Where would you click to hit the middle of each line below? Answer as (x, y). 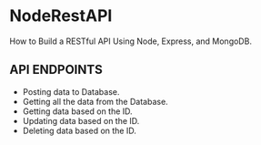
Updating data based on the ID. (81, 120)
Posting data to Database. (71, 91)
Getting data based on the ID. (78, 111)
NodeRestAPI (61, 16)
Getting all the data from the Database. (95, 101)
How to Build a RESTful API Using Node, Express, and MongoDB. (131, 41)
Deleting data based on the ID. (79, 130)
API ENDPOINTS (56, 70)
